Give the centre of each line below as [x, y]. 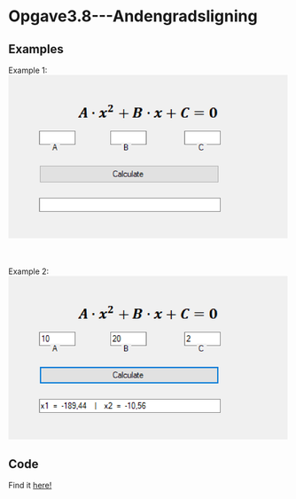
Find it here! [30, 486]
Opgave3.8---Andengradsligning [133, 16]
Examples [36, 49]
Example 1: [28, 70]
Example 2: [29, 271]
